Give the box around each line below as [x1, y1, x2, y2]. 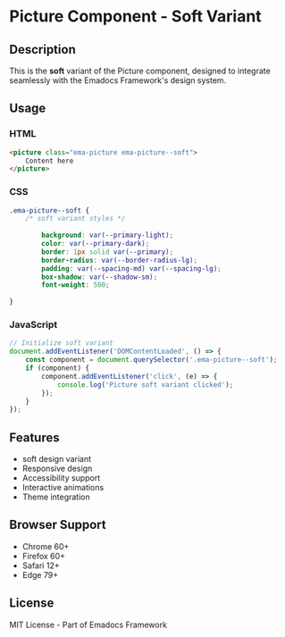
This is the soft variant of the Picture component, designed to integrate [9, 65, 271, 76]
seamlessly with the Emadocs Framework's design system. [9, 75, 227, 86]
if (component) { [25, 364, 90, 373]
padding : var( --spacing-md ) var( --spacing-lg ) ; [41, 264, 222, 273]
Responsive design [21, 463, 93, 474]
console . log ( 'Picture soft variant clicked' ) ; [56, 380, 234, 390]
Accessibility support [21, 473, 101, 483]
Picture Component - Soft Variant [9, 6, 262, 27]
